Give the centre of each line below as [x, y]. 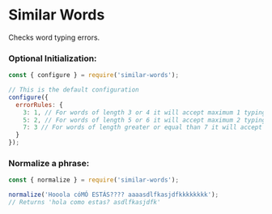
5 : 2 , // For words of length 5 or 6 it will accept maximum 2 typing [144, 120]
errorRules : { [39, 105]
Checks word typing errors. [54, 37]
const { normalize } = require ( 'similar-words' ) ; [94, 180]
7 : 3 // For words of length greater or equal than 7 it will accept [143, 127]
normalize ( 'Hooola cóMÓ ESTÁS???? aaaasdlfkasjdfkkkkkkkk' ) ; [114, 195]
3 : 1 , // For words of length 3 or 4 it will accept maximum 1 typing [144, 112]
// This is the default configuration [74, 90]
